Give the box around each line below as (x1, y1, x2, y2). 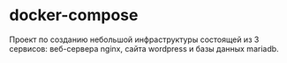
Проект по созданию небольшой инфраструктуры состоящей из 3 (9, 34, 260, 45)
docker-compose (9, 5, 139, 25)
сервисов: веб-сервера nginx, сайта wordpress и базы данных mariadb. (9, 43, 280, 53)
